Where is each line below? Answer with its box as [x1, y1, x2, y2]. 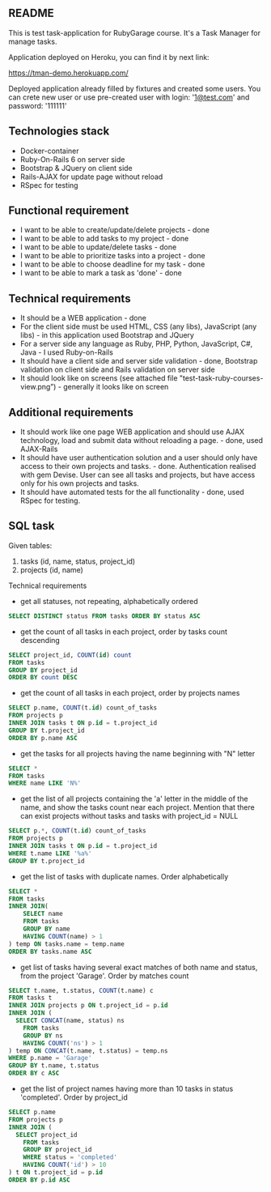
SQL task [8, 519, 55, 533]
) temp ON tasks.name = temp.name [8, 939, 125, 948]
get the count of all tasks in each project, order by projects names [19, 688, 240, 698]
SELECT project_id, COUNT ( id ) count [8, 651, 132, 659]
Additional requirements [8, 405, 133, 419]
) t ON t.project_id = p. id [8, 1169, 104, 1177]
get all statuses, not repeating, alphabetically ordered [19, 596, 198, 606]
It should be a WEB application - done [19, 313, 147, 323]
